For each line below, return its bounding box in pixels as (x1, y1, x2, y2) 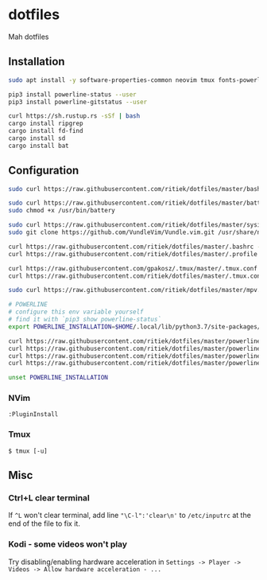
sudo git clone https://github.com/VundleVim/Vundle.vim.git (8, 228, 215, 236)
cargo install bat (8, 142, 69, 150)
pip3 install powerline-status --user (8, 90, 137, 99)
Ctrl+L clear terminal (8, 492, 90, 504)
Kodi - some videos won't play (8, 539, 128, 550)
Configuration (8, 164, 79, 177)
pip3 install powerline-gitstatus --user (8, 98, 148, 106)
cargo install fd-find (8, 127, 83, 135)
